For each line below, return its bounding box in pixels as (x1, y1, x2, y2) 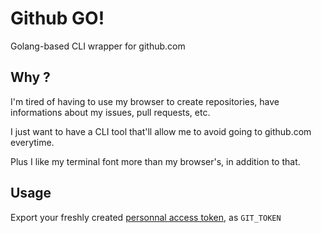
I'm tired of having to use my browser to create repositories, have (10, 95, 280, 107)
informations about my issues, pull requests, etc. (10, 106, 211, 118)
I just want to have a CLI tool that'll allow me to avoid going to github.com (10, 125, 312, 137)
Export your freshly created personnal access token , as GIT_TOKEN (10, 211, 282, 223)
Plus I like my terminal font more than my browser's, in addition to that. (10, 155, 301, 167)
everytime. (10, 136, 55, 148)
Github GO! (10, 7, 105, 30)
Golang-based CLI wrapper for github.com (10, 40, 186, 52)
